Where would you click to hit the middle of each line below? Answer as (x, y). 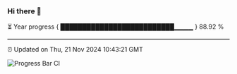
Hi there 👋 (25, 11)
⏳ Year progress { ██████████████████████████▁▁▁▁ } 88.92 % (116, 27)
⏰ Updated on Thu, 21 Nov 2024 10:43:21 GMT (75, 50)
